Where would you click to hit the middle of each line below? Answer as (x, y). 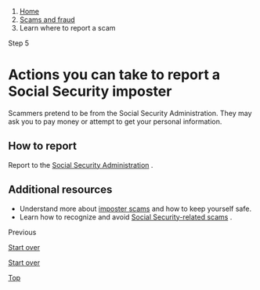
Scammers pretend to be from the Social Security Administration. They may (130, 113)
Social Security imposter (90, 91)
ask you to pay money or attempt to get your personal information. (115, 121)
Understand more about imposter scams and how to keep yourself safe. (135, 208)
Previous (22, 232)
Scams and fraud (47, 20)
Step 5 (19, 43)
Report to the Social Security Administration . (81, 165)
